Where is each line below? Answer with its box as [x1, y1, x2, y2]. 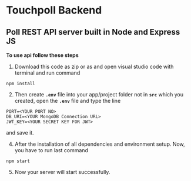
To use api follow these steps [6, 52, 79, 59]
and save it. [6, 129, 34, 136]
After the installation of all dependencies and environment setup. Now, [14, 140, 185, 148]
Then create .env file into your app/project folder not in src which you [14, 91, 184, 98]
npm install [6, 81, 35, 86]
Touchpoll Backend [6, 4, 102, 17]
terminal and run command [14, 69, 81, 76]
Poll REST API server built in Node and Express [6, 27, 180, 37]
